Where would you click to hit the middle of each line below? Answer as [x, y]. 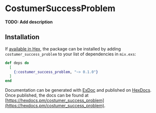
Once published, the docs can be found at [47, 96]
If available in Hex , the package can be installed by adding [63, 48]
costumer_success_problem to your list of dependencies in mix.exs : [71, 54]
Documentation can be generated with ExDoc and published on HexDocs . [78, 90]
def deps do [17, 63]
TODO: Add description [29, 22]
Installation [22, 37]
